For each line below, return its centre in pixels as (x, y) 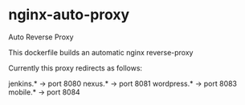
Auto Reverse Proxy (41, 37)
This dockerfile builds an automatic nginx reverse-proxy (101, 52)
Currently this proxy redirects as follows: (76, 68)
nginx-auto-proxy (69, 15)
